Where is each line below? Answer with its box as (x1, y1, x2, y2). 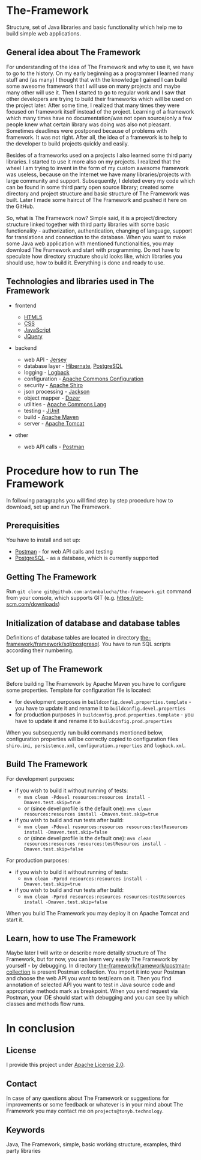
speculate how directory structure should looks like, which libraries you (6, 252, 182, 260)
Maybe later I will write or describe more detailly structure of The (6, 949, 167, 956)
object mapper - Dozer (23, 394, 80, 401)
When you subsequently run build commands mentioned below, (6, 728, 164, 736)
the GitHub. (6, 203, 35, 210)
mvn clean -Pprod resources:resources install (23, 876, 143, 882)
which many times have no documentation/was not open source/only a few (6, 114, 192, 121)
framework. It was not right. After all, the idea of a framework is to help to (6, 133, 188, 141)
